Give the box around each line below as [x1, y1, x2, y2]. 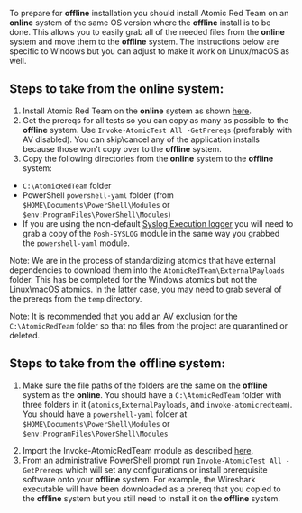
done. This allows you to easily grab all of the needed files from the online [9, 27, 286, 37]
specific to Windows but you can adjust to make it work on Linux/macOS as [9, 46, 290, 57]
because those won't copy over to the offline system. [22, 143, 223, 154]
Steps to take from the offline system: [9, 355, 225, 372]
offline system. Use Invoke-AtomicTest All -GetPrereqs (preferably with [22, 124, 293, 135]
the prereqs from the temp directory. [9, 292, 142, 304]
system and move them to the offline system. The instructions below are [9, 36, 279, 47]
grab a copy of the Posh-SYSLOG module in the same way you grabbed [22, 228, 280, 238]
